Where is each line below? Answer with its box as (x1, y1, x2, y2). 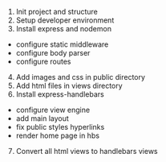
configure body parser (15, 48, 91, 57)
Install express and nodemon (15, 24, 112, 33)
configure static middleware (15, 39, 109, 49)
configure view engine (15, 105, 91, 114)
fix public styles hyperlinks (15, 123, 105, 131)
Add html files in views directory (15, 81, 123, 90)
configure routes (15, 56, 71, 66)
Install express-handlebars (15, 89, 104, 99)
